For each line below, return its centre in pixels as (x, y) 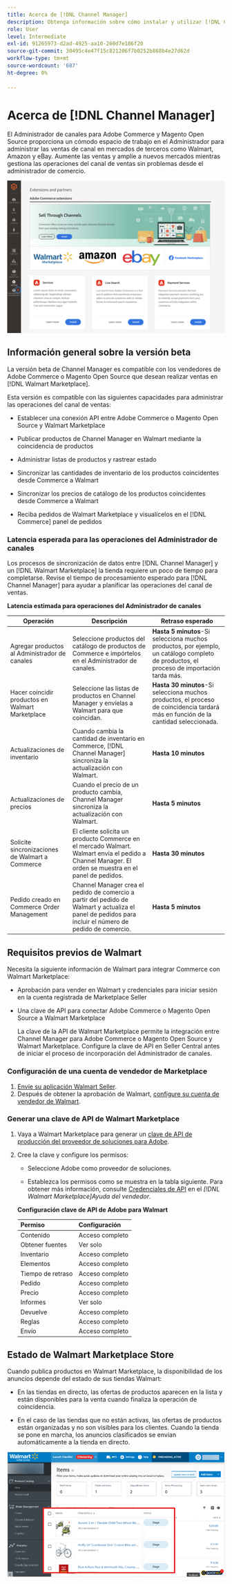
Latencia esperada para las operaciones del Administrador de (112, 539)
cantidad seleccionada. (185, 722)
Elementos (35, 1264)
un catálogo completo (183, 653)
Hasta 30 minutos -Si (183, 685)
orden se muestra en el (105, 868)
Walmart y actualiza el (104, 907)
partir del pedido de (100, 899)
